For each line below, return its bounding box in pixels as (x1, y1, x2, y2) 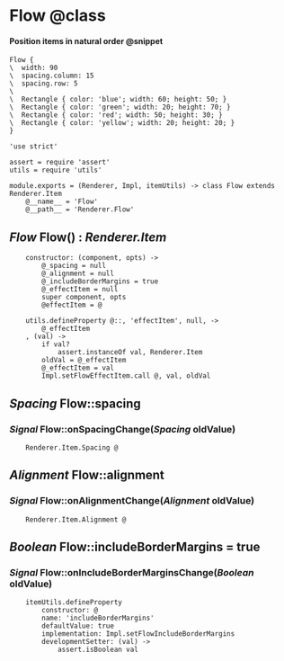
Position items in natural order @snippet (9, 35, 164, 46)
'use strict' (9, 142, 58, 151)
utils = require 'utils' (9, 165, 102, 175)
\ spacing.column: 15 (9, 71, 94, 81)
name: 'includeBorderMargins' (41, 613, 155, 623)
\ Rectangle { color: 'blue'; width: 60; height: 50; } (9, 95, 227, 104)
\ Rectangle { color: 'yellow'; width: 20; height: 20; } (9, 119, 235, 128)
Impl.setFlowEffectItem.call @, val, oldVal (41, 371, 211, 380)
